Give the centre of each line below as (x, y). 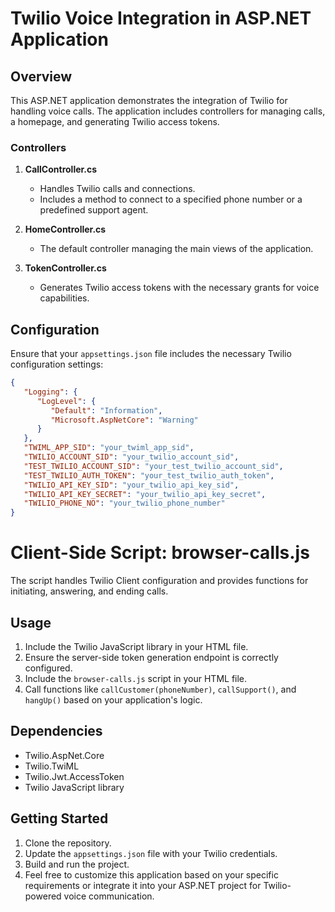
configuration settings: (57, 364)
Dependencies (56, 731)
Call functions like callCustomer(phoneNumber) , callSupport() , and (160, 689)
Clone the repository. (68, 843)
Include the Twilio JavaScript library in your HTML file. (136, 646)
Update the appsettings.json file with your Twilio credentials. (151, 853)
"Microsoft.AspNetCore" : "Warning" (124, 420)
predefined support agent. (94, 210)
